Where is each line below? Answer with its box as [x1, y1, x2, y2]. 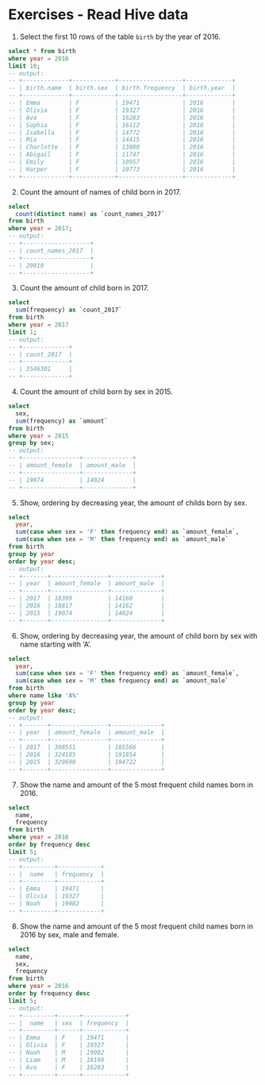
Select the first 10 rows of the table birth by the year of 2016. [19, 32, 221, 41]
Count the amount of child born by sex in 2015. [19, 387, 173, 396]
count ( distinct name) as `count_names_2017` [15, 210, 165, 218]
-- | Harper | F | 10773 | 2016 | [8, 165, 236, 173]
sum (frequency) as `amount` [15, 417, 109, 425]
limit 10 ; [8, 62, 41, 70]
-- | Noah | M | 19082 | [8, 1048, 129, 1057]
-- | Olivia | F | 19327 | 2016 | [8, 106, 236, 114]
